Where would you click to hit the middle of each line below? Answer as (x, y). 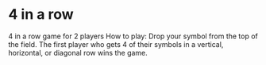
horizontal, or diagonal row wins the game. (78, 52)
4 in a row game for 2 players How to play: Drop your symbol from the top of (133, 36)
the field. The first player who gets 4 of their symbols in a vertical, (116, 44)
